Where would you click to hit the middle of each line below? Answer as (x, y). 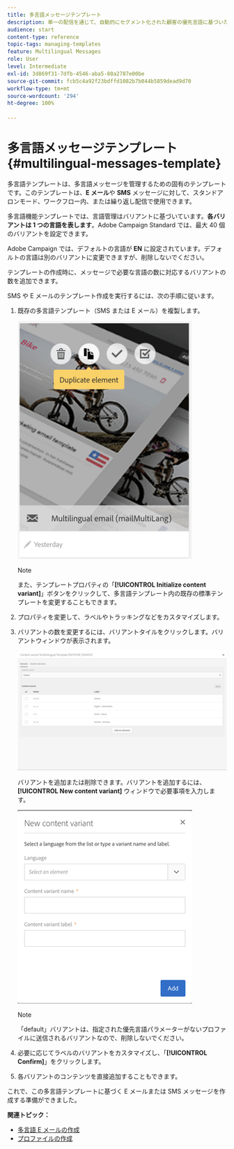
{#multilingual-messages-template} (114, 164)
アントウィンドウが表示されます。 (66, 641)
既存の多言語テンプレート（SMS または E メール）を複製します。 (110, 311)
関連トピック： (29, 1115)
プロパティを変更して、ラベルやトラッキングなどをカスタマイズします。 (120, 617)
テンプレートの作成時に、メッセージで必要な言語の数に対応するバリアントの (117, 272)
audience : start (31, 29)
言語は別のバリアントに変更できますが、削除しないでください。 (117, 257)
